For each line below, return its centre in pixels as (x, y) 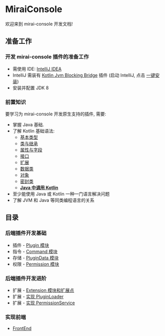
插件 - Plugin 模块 (31, 245)
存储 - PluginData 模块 (35, 257)
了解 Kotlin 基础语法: (33, 131)
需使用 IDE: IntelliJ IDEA (37, 69)
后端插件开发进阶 (26, 278)
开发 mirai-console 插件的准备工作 (47, 57)
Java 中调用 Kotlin (39, 187)
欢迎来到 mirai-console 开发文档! (39, 24)
